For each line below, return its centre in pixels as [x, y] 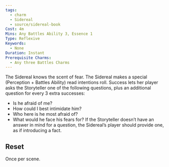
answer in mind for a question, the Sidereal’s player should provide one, [88, 125]
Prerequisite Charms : [28, 58]
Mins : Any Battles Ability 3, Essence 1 [49, 34]
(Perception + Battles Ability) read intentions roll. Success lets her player [82, 82]
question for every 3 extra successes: [45, 93]
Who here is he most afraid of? [45, 114]
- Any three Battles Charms [40, 62]
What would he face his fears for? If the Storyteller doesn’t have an [83, 120]
